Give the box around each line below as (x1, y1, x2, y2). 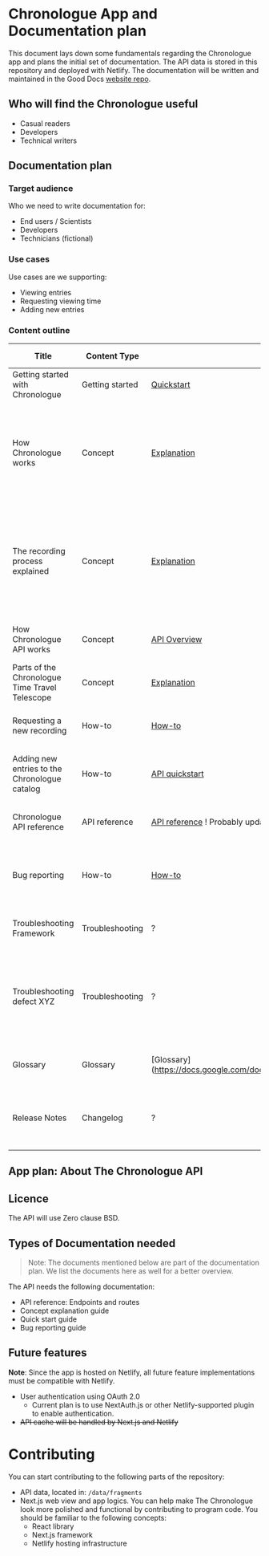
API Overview (151, 634, 203, 645)
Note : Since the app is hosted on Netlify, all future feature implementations (8, 1367, 255, 1377)
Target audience (8, 183, 74, 194)
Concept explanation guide (19, 1306, 110, 1316)
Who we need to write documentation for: (8, 201, 146, 211)
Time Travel (12, 682, 57, 693)
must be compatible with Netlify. (8, 1375, 115, 1385)
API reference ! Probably (151, 816, 243, 827)
